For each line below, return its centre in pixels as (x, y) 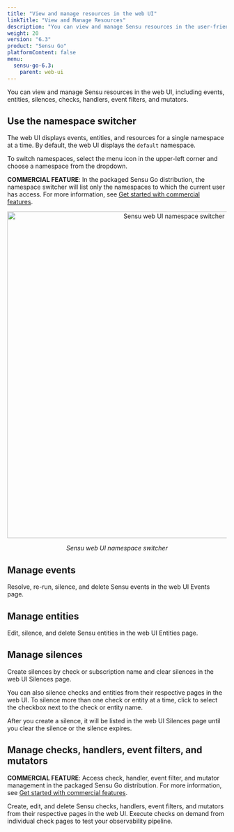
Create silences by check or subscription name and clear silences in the (111, 671)
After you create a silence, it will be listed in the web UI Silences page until (114, 721)
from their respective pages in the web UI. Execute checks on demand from (116, 813)
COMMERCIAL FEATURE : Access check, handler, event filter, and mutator (113, 778)
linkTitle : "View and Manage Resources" (67, 20)
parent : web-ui (42, 72)
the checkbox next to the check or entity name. (75, 707)
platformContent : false (42, 53)
